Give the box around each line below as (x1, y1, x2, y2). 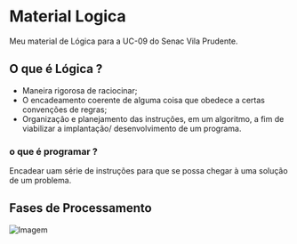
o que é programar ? (9, 145, 98, 158)
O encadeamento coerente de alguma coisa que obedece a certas (21, 94, 265, 105)
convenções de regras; (21, 104, 108, 115)
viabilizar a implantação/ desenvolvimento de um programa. (21, 123, 242, 134)
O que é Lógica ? (9, 61, 103, 77)
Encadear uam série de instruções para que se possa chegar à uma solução (9, 166, 288, 176)
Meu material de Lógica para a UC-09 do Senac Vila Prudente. (9, 36, 238, 46)
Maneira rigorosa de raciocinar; (21, 85, 138, 95)
